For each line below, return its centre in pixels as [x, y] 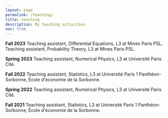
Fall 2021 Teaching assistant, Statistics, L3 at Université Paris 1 [71, 105]
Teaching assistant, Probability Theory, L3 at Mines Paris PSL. [70, 49]
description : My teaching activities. [46, 24]
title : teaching [22, 19]
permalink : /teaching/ [29, 15]
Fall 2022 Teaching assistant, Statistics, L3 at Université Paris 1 [72, 74]
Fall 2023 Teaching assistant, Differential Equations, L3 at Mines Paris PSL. [84, 43]
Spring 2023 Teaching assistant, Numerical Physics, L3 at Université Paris [83, 59]
